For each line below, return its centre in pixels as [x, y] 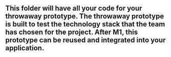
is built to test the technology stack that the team [85, 24]
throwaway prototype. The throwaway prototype [85, 17]
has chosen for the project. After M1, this [72, 32]
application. [25, 48]
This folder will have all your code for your [74, 8]
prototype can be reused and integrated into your [85, 40]
